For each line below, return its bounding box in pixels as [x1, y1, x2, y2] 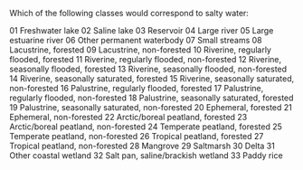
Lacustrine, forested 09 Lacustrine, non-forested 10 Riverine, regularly [9, 44, 271, 55]
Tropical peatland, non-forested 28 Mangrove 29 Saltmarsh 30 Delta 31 [9, 140, 276, 151]
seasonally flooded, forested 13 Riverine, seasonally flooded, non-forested [9, 63, 288, 74]
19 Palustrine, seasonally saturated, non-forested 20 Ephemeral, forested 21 [9, 102, 292, 112]
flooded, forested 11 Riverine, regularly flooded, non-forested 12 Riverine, [9, 54, 282, 64]
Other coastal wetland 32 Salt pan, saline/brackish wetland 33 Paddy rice [9, 150, 283, 161]
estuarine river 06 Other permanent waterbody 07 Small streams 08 [9, 35, 262, 45]
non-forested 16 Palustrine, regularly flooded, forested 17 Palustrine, [9, 83, 264, 93]
